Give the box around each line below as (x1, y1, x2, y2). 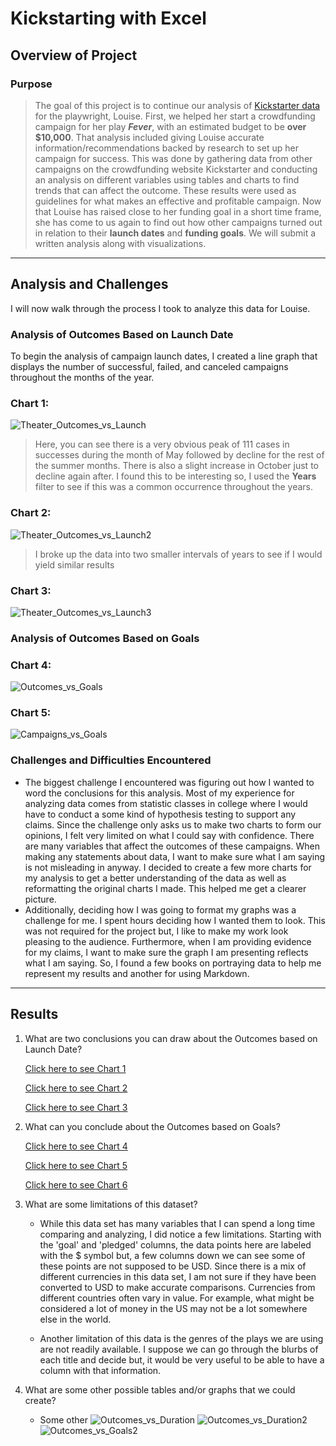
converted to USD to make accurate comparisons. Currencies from (39, 1281, 316, 1293)
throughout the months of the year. (10, 371, 155, 383)
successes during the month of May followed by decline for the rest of (34, 449, 325, 461)
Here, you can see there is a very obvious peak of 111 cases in (34, 438, 290, 451)
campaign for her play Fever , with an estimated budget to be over (34, 120, 307, 132)
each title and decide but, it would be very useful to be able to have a (39, 1353, 325, 1366)
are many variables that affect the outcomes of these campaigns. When (24, 840, 320, 852)
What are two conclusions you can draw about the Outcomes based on (24, 1032, 318, 1044)
